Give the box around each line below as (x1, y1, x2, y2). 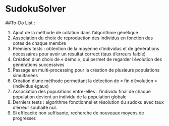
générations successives (12, 61, 65, 68)
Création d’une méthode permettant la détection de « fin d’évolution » (12, 78, 157, 84)
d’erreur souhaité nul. (12, 104, 57, 110)
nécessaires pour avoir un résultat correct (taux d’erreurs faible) (12, 51, 146, 57)
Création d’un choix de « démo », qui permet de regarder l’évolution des (12, 56, 162, 62)
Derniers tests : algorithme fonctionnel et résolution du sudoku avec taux (12, 99, 164, 105)
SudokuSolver (5, 3, 67, 15)
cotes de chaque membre (12, 40, 67, 46)
